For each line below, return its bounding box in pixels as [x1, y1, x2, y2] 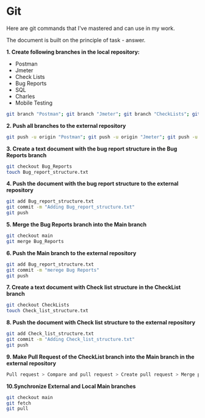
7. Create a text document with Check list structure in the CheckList [6, 283, 181, 291]
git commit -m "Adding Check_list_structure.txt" [6, 337, 135, 343]
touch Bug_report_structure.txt [6, 169, 88, 175]
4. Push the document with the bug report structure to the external [6, 180, 179, 187]
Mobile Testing [15, 99, 53, 106]
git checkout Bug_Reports [6, 163, 72, 170]
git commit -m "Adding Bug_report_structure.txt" [6, 204, 135, 211]
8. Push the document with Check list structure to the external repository [6, 319, 196, 326]
